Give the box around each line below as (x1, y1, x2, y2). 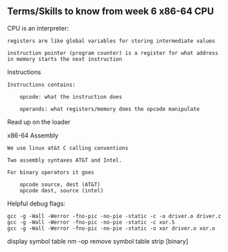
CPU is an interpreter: (7, 24, 69, 32)
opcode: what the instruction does (19, 93, 123, 100)
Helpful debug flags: (7, 199, 66, 208)
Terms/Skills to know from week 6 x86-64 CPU (7, 6, 214, 17)
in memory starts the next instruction (7, 56, 123, 62)
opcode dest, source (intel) (19, 187, 104, 194)
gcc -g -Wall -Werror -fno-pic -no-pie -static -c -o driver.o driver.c (7, 212, 222, 219)
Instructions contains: (7, 81, 76, 88)
